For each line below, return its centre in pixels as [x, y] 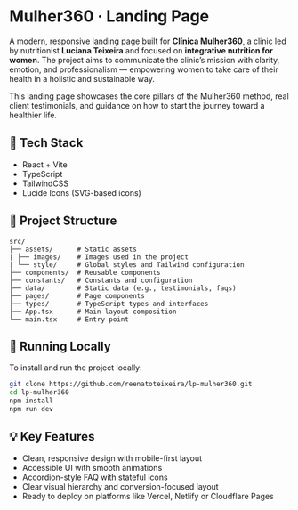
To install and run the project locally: [76, 368]
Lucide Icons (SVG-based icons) [82, 192]
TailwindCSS [45, 183]
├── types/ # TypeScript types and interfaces [109, 304]
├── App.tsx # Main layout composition [93, 312]
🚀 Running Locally [60, 346]
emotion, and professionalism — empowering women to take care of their [144, 69]
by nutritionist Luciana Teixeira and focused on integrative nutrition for [141, 50]
